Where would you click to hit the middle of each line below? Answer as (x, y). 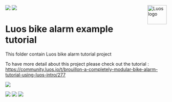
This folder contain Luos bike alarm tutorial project (58, 54)
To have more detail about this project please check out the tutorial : (77, 64)
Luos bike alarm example (59, 29)
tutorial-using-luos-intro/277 (35, 74)
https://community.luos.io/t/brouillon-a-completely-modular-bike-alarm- (82, 69)
